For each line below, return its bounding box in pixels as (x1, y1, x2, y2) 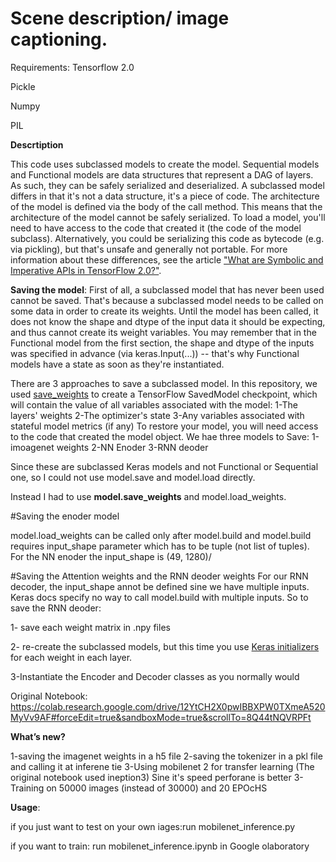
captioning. (10, 28, 108, 51)
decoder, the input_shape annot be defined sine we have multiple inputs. (10, 580, 310, 592)
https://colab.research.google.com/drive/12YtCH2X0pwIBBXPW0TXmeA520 (10, 700, 326, 712)
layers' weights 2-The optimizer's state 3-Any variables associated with (10, 409, 305, 421)
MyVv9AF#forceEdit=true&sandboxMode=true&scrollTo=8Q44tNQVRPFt (10, 711, 312, 723)
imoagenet (10, 441, 55, 453)
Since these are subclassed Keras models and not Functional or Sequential (10, 460, 319, 472)
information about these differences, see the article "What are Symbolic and (10, 253, 324, 266)
